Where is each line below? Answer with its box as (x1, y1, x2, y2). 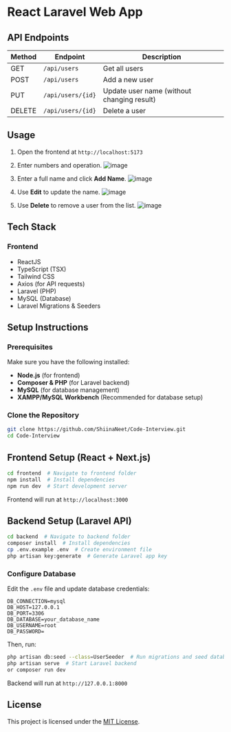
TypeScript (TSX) (16, 265, 67, 273)
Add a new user (102, 75, 154, 84)
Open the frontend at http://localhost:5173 (16, 148, 143, 156)
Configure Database (7, 568, 76, 578)
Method (10, 52, 37, 61)
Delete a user (102, 106, 146, 115)
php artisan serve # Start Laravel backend (7, 660, 137, 667)
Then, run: (7, 640, 36, 649)
